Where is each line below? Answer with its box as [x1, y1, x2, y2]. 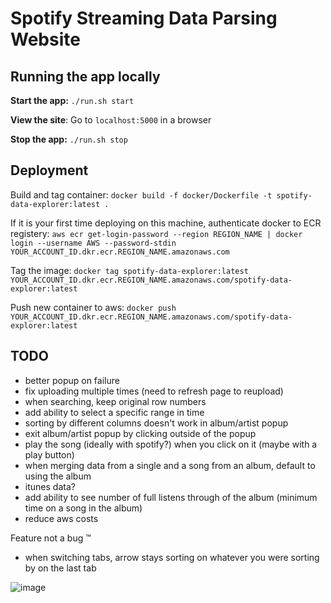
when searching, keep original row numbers [24, 395, 207, 407]
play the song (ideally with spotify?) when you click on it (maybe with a [24, 438, 318, 450]
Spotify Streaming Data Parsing [10, 7, 278, 30]
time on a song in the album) [24, 502, 143, 514]
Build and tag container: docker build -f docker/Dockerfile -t [10, 188, 273, 201]
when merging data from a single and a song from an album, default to [24, 459, 316, 471]
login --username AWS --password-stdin [10, 238, 177, 248]
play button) [24, 448, 75, 461]
